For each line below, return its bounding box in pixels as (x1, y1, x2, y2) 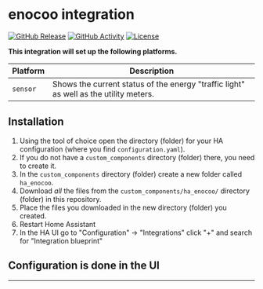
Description (128, 65, 175, 76)
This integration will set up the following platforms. (8, 46, 178, 56)
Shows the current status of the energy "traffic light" (52, 79, 245, 90)
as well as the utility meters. (52, 88, 155, 99)
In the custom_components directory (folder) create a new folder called (19, 169, 243, 178)
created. (19, 210, 47, 221)
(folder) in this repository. (19, 194, 102, 203)
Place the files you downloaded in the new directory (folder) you (19, 203, 227, 212)
